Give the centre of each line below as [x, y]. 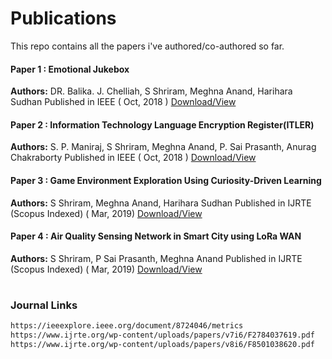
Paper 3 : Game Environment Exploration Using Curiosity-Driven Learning [166, 180]
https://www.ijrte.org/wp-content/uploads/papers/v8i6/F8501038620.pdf [162, 345]
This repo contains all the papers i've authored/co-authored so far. [147, 46]
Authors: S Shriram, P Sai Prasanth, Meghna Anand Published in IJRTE [156, 258]
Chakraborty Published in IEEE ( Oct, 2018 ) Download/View [133, 158]
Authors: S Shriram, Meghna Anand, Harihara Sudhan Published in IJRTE [161, 203]
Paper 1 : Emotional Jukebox [70, 69]
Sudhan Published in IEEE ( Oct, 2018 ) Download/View [123, 102]
